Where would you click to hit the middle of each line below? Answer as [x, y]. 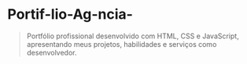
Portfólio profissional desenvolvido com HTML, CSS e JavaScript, [133, 36]
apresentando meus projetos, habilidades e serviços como [122, 44]
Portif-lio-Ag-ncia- [70, 14]
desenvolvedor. [52, 52]
